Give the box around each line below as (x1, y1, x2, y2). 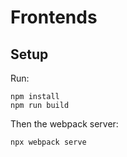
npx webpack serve (10, 137, 87, 147)
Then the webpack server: (10, 118, 119, 130)
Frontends (10, 6, 98, 29)
